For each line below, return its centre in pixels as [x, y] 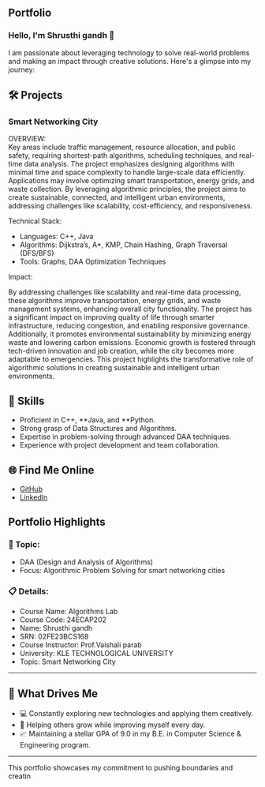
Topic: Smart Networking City [67, 661]
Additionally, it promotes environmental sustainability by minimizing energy [130, 334]
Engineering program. [55, 744]
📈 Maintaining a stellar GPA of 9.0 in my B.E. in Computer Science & [131, 733]
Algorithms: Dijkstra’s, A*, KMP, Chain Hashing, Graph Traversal [123, 245]
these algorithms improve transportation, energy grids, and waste [115, 301]
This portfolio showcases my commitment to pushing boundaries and [121, 767]
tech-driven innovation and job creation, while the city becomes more [121, 351]
